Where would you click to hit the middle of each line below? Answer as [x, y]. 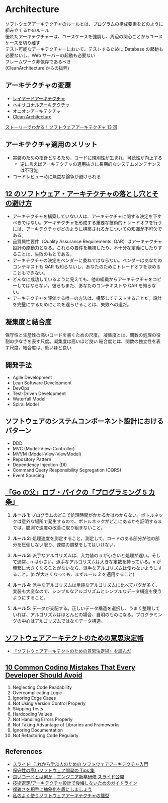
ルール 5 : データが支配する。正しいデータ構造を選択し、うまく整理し [84, 608]
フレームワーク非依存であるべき [38, 61]
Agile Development [32, 377]
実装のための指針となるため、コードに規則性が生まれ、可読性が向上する [87, 158]
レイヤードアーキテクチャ [39, 98]
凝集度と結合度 [28, 322]
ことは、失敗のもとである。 [46, 254]
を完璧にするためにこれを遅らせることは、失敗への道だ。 [72, 305]
